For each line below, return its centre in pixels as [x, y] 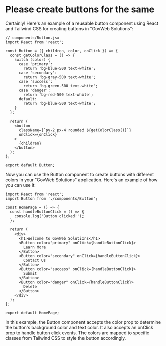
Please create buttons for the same [80, 9]
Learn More [35, 247]
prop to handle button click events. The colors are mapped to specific [77, 333]
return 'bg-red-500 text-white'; [58, 95]
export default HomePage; [32, 313]
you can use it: [21, 185]
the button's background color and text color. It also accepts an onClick [79, 327]
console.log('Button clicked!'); [49, 216]
